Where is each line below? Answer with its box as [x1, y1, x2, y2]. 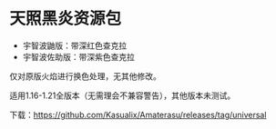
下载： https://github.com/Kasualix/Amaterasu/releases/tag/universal [9, 109, 267, 120]
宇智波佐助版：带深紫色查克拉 [22, 51, 135, 62]
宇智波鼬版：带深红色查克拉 [22, 40, 128, 51]
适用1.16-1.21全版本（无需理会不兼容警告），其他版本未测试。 [9, 90, 236, 101]
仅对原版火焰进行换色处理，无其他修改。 [9, 70, 161, 82]
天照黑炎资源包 [9, 8, 122, 29]
